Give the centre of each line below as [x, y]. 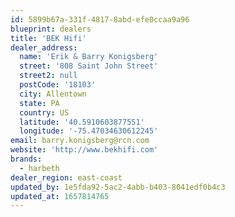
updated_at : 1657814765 [60, 196]
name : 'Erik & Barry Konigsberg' [89, 57]
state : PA [39, 103]
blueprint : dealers [51, 29]
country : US [44, 112]
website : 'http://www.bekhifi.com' [84, 150]
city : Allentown [53, 94]
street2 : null [48, 76]
